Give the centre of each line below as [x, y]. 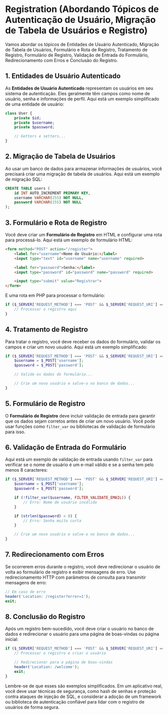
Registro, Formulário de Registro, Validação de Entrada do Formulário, [77, 55]
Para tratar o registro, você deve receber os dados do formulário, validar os [83, 341]
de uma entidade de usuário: [35, 104]
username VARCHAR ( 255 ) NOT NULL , [49, 198]
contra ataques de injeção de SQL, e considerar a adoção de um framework [83, 696]
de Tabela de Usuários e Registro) [76, 31]
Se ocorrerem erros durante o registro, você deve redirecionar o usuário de [83, 566]
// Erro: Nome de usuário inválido [60, 502]
